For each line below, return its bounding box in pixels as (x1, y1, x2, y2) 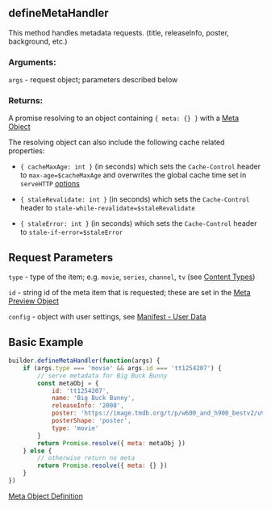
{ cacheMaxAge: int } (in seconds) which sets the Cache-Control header (19, 161, 261, 172)
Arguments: (8, 56, 56, 68)
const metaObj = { (37, 379, 99, 387)
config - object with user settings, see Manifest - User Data (8, 312, 207, 322)
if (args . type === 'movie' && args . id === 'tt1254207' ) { (23, 364, 222, 372)
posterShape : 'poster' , (51, 417, 131, 425)
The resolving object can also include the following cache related (8, 137, 225, 148)
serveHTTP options (19, 179, 81, 189)
